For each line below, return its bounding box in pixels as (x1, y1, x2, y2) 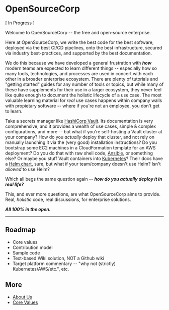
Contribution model (12, 244, 53, 250)
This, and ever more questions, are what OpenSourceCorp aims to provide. (5, 191, 161, 197)
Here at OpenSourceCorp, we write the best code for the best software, (5, 39, 154, 45)
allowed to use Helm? (5, 166, 50, 172)
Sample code (12, 249, 40, 255)
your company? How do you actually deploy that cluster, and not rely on (5, 134, 155, 140)
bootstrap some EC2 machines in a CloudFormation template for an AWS (5, 144, 156, 150)
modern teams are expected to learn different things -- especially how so (5, 65, 157, 71)
